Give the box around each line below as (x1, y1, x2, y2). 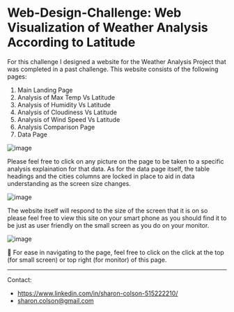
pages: (7, 72, 27, 81)
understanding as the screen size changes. (7, 179, 131, 187)
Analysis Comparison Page (17, 123, 95, 131)
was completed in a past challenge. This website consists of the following (7, 65, 219, 73)
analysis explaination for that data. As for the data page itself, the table (7, 164, 210, 173)
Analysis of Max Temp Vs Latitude (17, 93, 116, 102)
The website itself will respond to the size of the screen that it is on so (7, 206, 208, 214)
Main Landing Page (17, 86, 73, 94)
